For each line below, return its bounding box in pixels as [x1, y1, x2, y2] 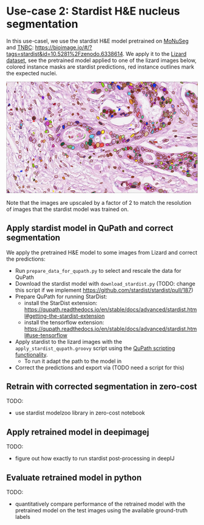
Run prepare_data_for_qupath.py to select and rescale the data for [15, 267, 182, 274]
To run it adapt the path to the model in [24, 357, 122, 365]
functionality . [15, 351, 48, 358]
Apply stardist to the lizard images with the [15, 338, 123, 345]
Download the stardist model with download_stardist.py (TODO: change [15, 280, 195, 287]
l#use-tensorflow [24, 331, 68, 338]
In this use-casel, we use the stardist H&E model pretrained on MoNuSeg [6, 37, 189, 44]
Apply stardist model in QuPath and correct [6, 223, 174, 233]
